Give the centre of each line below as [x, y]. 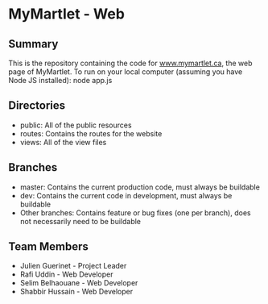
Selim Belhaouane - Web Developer [79, 283]
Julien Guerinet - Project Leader [73, 266]
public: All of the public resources [76, 125]
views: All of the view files [63, 142]
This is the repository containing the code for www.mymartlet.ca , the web [130, 63]
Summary [33, 44]
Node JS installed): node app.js [60, 80]
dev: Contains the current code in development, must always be [126, 195]
